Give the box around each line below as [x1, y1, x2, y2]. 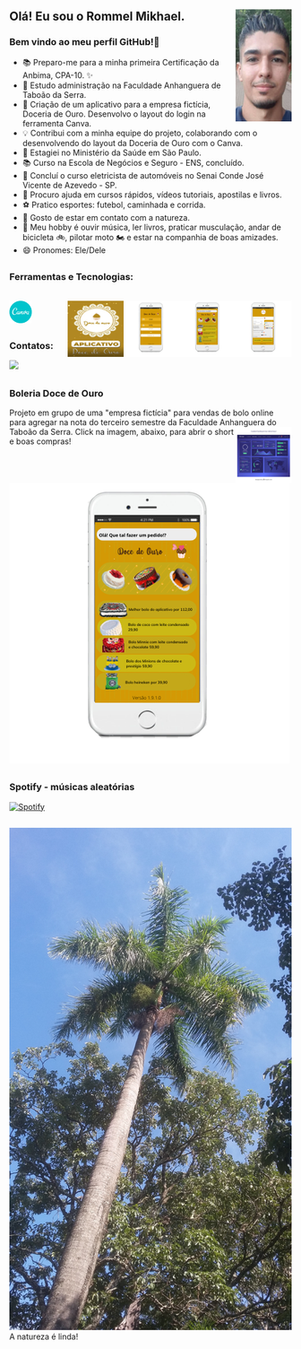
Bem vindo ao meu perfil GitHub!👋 [9, 36, 160, 48]
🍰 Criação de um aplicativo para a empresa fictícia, [21, 99, 211, 109]
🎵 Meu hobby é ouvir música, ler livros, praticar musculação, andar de [21, 222, 282, 232]
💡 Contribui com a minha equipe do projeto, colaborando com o [21, 127, 258, 138]
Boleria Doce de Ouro [9, 387, 104, 399]
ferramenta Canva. [21, 117, 92, 128]
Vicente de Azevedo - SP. [21, 179, 118, 190]
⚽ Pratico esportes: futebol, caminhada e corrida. [21, 199, 206, 210]
